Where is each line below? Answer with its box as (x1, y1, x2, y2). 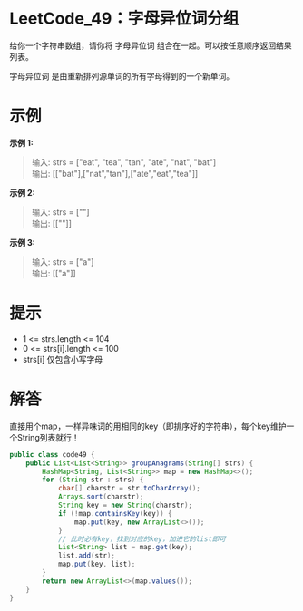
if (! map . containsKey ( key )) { (57, 509, 172, 518)
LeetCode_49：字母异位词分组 (9, 8, 239, 29)
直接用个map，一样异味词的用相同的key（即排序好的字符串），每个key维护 (9, 421, 287, 432)
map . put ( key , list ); (57, 559, 136, 569)
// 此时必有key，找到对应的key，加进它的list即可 (57, 534, 227, 544)
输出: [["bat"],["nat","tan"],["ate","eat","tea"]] (31, 168, 199, 179)
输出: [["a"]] (31, 267, 77, 278)
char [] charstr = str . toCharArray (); (57, 484, 201, 493)
